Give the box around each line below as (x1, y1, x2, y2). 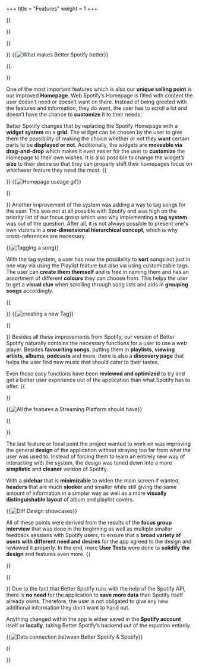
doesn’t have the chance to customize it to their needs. (6, 111, 142, 118)
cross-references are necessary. (6, 233, 86, 239)
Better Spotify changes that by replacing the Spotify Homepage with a (6, 122, 178, 130)
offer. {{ (6, 383, 26, 390)
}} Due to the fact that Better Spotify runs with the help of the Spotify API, (6, 585, 186, 592)
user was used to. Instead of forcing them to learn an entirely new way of (6, 453, 185, 460)
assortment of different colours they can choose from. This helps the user (6, 274, 188, 282)
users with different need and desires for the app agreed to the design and (6, 538, 192, 545)
